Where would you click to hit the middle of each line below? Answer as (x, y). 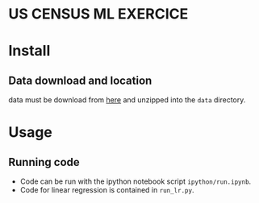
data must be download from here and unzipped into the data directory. (127, 100)
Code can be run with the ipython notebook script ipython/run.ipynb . (136, 181)
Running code (44, 162)
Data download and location (80, 80)
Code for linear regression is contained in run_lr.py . (107, 190)
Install (29, 51)
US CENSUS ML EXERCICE (98, 14)
